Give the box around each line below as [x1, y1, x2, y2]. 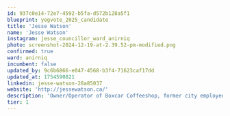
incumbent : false [7, 61, 57, 68]
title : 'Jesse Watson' [7, 23, 72, 29]
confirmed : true [7, 48, 53, 55]
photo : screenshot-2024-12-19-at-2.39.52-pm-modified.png [7, 42, 176, 48]
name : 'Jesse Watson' [7, 29, 69, 36]
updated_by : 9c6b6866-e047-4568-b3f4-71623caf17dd [7, 67, 155, 74]
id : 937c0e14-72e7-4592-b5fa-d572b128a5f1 [7, 10, 130, 17]
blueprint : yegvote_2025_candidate [7, 16, 109, 23]
